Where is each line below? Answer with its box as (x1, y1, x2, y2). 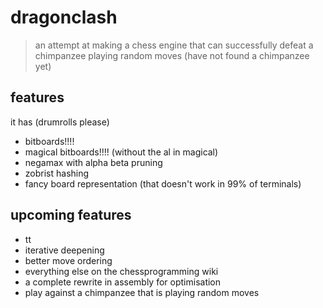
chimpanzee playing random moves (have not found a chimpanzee (34, 49, 310, 61)
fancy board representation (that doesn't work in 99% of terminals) (24, 177, 302, 190)
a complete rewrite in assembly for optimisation (24, 276, 222, 288)
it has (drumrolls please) (10, 116, 110, 128)
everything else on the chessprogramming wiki (24, 265, 219, 277)
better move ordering (24, 254, 113, 266)
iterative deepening (24, 244, 105, 256)
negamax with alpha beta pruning (24, 156, 163, 168)
